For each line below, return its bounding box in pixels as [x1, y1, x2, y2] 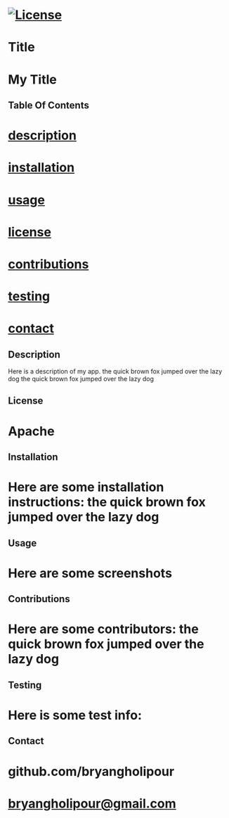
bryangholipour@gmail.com [8, 795, 176, 812]
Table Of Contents [8, 99, 90, 111]
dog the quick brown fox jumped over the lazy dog [8, 375, 154, 383]
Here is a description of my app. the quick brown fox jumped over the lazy [8, 367, 223, 376]
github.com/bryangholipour [8, 763, 175, 779]
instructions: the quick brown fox [8, 494, 206, 510]
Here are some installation [8, 479, 164, 495]
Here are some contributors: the [8, 621, 199, 637]
